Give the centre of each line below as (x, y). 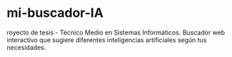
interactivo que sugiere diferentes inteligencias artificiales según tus (107, 39)
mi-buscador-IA (55, 13)
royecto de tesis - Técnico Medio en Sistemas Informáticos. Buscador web (116, 32)
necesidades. (26, 47)
